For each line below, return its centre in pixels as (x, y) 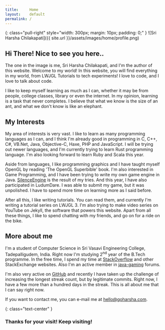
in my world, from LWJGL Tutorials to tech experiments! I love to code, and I (82, 76)
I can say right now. (25, 290)
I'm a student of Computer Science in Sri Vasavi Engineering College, (75, 248)
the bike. (14, 221)
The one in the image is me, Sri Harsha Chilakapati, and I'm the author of (79, 66)
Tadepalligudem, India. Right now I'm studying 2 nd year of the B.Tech (75, 254)
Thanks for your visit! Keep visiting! (49, 322)
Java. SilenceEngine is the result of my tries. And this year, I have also (76, 180)
